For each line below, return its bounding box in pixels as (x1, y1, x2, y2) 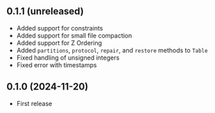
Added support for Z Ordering (16, 38, 102, 47)
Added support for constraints (16, 24, 103, 32)
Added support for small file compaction (16, 31, 132, 40)
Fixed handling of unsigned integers (16, 53, 120, 62)
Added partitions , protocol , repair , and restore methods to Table (16, 46, 208, 54)
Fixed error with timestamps (16, 60, 97, 69)
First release (16, 99, 53, 107)
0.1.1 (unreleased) (6, 6, 84, 17)
